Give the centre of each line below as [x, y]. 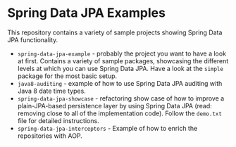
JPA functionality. [33, 39]
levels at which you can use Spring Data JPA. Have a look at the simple [120, 68]
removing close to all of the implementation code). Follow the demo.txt [119, 113]
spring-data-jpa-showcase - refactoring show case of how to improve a [121, 98]
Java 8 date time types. [51, 91]
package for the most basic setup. [67, 76]
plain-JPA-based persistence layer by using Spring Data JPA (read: [115, 106]
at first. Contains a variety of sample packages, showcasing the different [123, 60]
